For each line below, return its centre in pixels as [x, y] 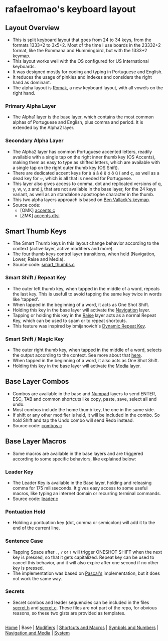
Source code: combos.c [37, 425]
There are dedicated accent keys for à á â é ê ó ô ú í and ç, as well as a [86, 173]
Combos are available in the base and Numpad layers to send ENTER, [84, 393]
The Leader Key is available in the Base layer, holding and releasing [82, 483]
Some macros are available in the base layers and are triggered [78, 453]
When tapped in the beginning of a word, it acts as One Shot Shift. [81, 304]
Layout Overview [32, 28]
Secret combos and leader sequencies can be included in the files [81, 602]
